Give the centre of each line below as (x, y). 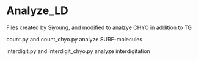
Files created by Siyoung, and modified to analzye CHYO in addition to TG (99, 27)
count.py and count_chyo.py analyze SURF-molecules (74, 39)
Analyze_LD (37, 11)
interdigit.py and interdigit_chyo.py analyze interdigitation (79, 51)
